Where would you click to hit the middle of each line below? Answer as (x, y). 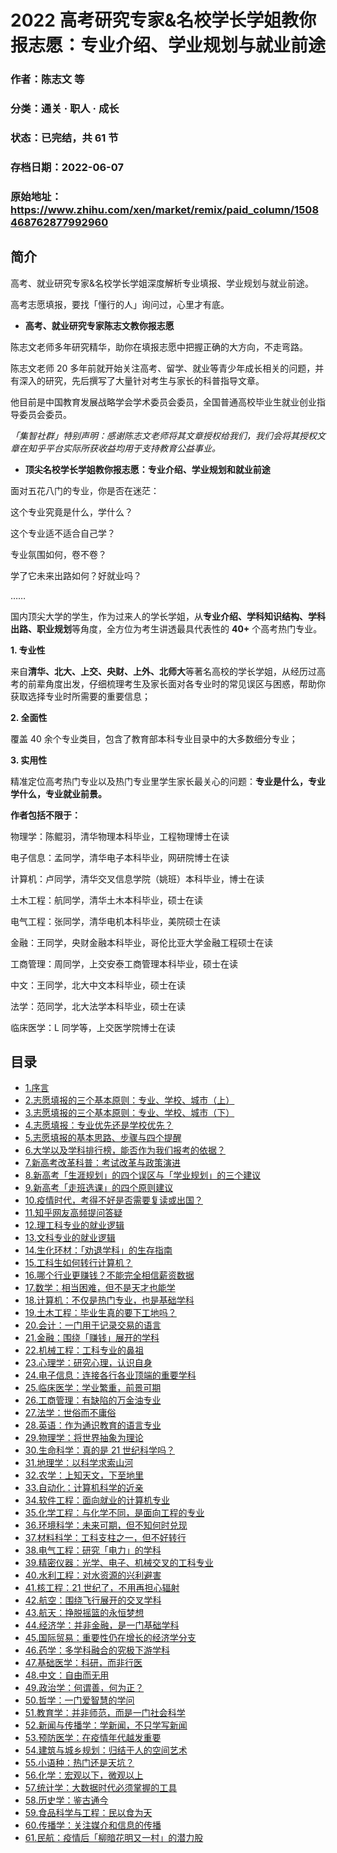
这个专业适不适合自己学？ (63, 533)
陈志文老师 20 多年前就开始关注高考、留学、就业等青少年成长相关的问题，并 (167, 368)
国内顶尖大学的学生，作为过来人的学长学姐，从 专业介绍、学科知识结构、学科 (168, 616)
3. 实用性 (29, 760)
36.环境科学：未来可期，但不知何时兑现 (106, 1525)
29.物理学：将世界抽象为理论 (84, 1438)
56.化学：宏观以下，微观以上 (84, 1775)
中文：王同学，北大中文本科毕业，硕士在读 (98, 985)
